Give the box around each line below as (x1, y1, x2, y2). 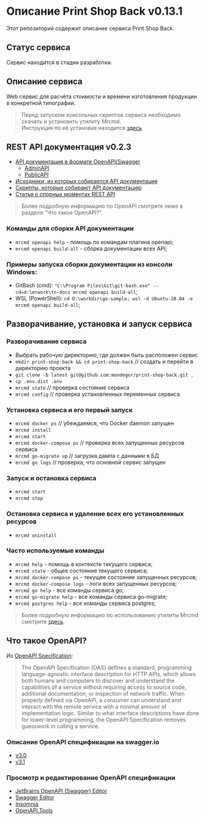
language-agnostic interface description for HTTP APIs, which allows (21, 670, 196, 678)
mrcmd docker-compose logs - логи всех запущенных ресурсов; (15, 580, 177, 587)
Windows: (6, 268, 38, 276)
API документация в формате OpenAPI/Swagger (15, 158, 141, 165)
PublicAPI (24, 171, 49, 178)
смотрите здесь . (21, 618, 65, 625)
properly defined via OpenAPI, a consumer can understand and (21, 696, 182, 704)
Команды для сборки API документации (6, 224, 134, 233)
